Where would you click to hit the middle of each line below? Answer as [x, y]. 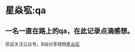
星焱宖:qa [26, 10]
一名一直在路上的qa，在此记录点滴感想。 [70, 31]
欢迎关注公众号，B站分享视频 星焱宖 [43, 44]
